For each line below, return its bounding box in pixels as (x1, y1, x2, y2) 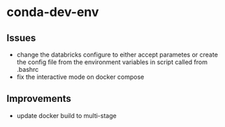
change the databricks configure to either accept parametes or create (16, 50, 218, 59)
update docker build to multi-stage (16, 111, 117, 119)
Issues (6, 32, 36, 44)
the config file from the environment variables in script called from (16, 58, 208, 66)
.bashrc (16, 66, 39, 73)
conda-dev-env (6, 4, 99, 20)
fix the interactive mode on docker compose (16, 73, 145, 81)
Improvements (6, 93, 71, 105)
